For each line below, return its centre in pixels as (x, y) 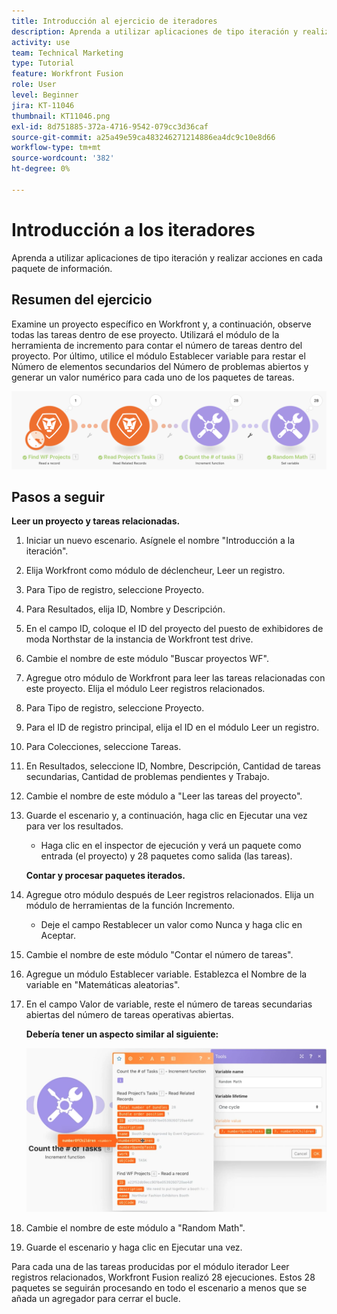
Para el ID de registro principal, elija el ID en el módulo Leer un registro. (172, 727)
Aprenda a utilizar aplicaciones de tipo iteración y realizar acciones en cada (167, 257)
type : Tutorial (43, 63)
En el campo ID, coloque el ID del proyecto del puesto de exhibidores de (174, 629)
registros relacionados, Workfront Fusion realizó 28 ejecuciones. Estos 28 (163, 1277)
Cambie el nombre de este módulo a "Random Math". (135, 1228)
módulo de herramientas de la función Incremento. (130, 906)
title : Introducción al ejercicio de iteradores (114, 21)
